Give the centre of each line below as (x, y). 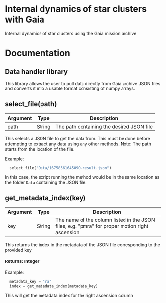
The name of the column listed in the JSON (105, 220)
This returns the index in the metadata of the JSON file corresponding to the (83, 245)
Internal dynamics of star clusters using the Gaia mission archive (71, 33)
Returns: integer (22, 261)
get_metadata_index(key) (45, 198)
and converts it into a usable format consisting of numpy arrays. (70, 88)
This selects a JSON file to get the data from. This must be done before (78, 138)
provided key (19, 250)
